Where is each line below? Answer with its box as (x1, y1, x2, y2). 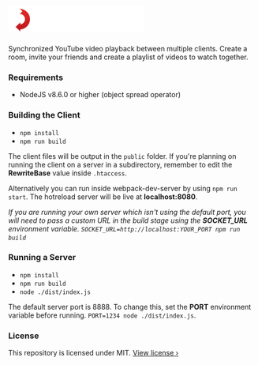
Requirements (8, 72, 64, 83)
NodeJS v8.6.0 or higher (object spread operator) (19, 90, 181, 100)
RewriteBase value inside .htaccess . (8, 168, 128, 178)
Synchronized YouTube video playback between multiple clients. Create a (8, 43, 248, 53)
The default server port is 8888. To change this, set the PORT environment (8, 302, 252, 311)
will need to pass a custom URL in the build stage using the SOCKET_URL (8, 216, 249, 225)
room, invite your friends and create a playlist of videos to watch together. (8, 52, 249, 62)
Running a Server (8, 252, 77, 263)
